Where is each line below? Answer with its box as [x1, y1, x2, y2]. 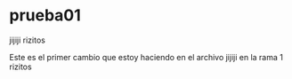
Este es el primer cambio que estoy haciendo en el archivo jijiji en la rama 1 [9, 51, 283, 62]
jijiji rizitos [9, 35, 46, 45]
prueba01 [9, 5, 82, 26]
